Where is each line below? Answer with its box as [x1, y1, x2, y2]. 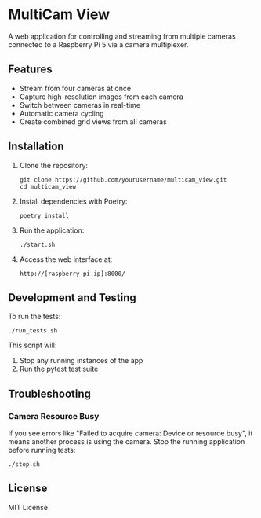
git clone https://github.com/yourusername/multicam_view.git [19, 175, 227, 184]
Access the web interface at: [19, 254, 113, 264]
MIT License [8, 502, 49, 512]
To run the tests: [8, 312, 61, 321]
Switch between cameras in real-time [19, 100, 141, 109]
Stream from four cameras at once [19, 83, 132, 93]
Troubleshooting [8, 387, 92, 400]
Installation [8, 140, 64, 153]
